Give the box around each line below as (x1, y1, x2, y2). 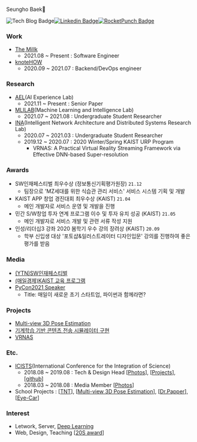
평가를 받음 (23, 240, 50, 247)
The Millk (14, 46, 38, 53)
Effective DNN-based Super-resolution (32, 150, 129, 158)
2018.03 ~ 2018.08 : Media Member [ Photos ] (23, 381, 135, 389)
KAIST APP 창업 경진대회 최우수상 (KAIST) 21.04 (14, 195, 131, 202)
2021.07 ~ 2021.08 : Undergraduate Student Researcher (23, 113, 162, 120)
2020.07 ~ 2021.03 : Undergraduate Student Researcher (23, 132, 163, 139)
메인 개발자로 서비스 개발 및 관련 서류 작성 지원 (23, 217, 133, 225)
